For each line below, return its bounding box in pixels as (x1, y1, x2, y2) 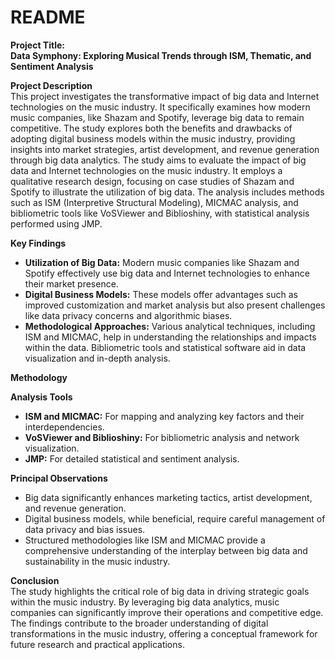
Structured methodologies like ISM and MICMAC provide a (24, 534, 266, 546)
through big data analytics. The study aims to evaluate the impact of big (10, 154, 307, 166)
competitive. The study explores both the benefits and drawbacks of (10, 122, 293, 134)
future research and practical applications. (10, 638, 185, 650)
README (10, 6, 86, 29)
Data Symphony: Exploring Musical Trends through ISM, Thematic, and (10, 49, 312, 61)
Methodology (10, 371, 68, 383)
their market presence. (24, 277, 119, 290)
